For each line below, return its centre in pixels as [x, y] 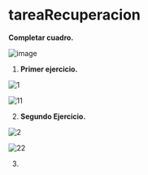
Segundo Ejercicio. [53, 116]
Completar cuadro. [41, 37]
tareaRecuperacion [74, 15]
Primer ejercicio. [49, 69]
